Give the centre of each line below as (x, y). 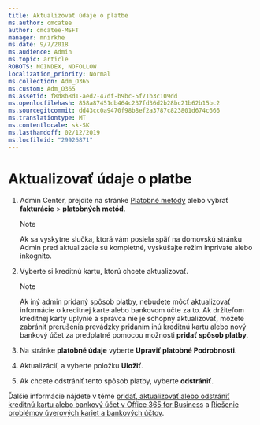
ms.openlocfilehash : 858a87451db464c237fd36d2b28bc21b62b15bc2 (114, 103)
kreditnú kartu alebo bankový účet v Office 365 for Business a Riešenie (123, 405)
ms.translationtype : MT (47, 118)
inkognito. (36, 256)
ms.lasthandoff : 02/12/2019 (54, 132)
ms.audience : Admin (40, 52)
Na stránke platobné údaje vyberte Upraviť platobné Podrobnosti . (128, 350)
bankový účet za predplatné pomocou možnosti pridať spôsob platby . (134, 335)
